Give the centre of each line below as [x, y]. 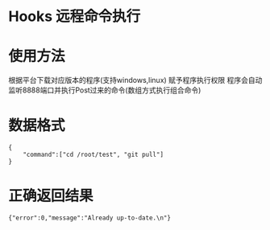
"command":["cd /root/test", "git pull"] [93, 155]
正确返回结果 [51, 196]
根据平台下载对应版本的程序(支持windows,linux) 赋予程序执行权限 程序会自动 [135, 80]
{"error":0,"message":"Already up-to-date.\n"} [90, 218]
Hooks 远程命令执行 [75, 16]
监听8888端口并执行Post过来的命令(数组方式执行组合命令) [105, 90]
